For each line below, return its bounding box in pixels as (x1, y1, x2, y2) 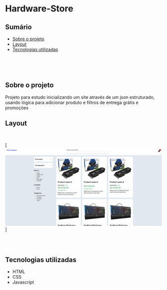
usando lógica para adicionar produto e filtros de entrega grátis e (5, 99, 139, 105)
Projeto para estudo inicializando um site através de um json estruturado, (5, 94, 155, 100)
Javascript (12, 279, 34, 286)
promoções (5, 105, 29, 111)
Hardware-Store (5, 3, 74, 14)
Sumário (5, 23, 32, 31)
